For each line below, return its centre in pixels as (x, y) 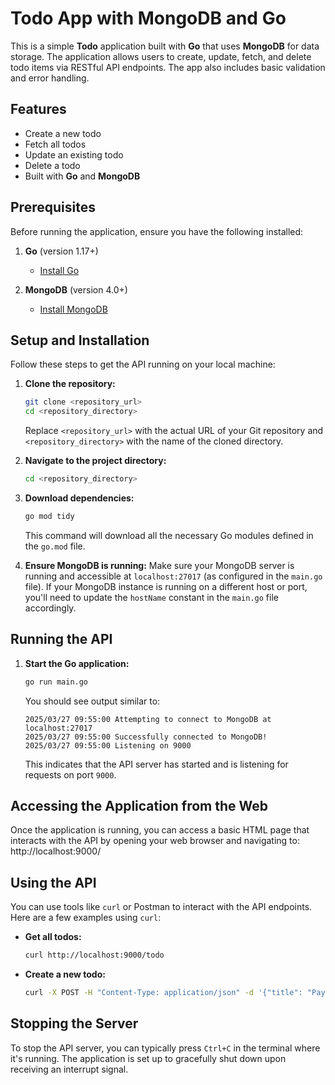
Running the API (61, 639)
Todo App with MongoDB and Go (148, 18)
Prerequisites (53, 207)
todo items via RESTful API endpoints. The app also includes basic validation (168, 67)
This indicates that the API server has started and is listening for (156, 764)
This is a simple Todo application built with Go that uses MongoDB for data (165, 46)
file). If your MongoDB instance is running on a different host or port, (166, 586)
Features (38, 109)
